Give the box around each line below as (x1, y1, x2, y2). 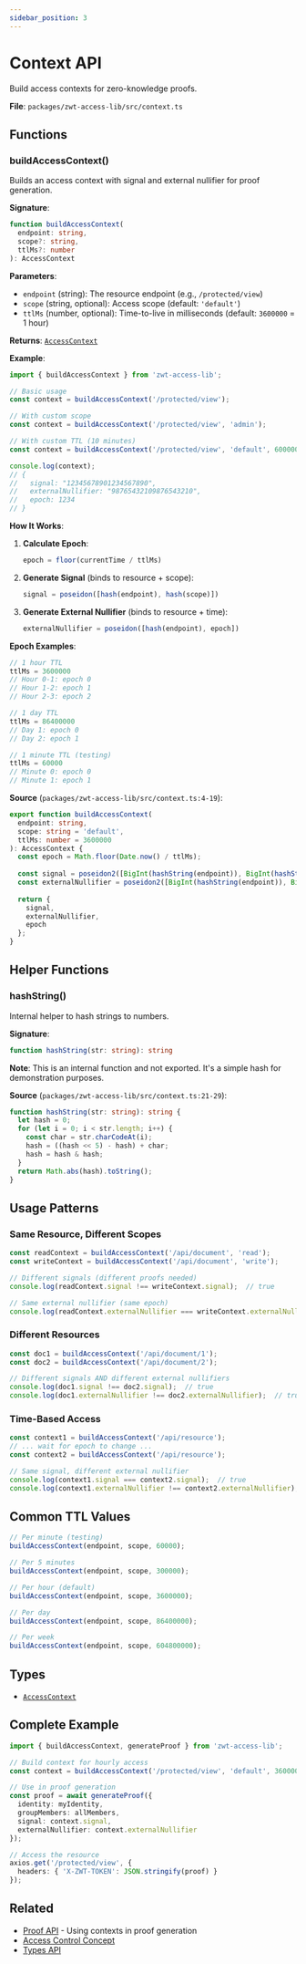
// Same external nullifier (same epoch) (9, 1298, 169, 1307)
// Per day (9, 1607, 51, 1617)
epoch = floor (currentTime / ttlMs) (22, 556, 162, 565)
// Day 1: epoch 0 (9, 725, 79, 734)
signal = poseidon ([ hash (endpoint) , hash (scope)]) (22, 589, 219, 598)
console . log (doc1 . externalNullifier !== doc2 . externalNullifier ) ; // (9, 1391, 283, 1400)
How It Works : (9, 521, 64, 531)
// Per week (9, 1633, 55, 1642)
